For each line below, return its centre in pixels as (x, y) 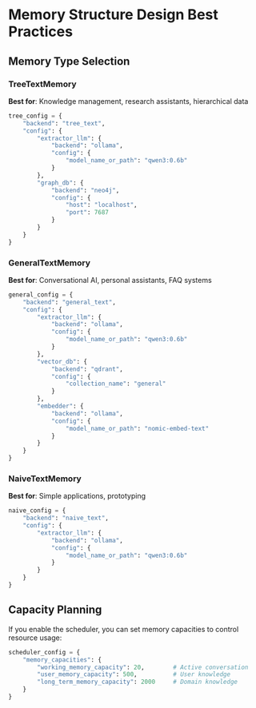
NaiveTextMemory (45, 479)
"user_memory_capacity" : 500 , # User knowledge (134, 674)
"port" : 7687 (87, 213)
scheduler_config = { (44, 652)
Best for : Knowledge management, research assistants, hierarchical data (128, 101)
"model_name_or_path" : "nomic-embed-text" (137, 428)
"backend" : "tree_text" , (64, 123)
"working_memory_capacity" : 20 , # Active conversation (143, 667)
